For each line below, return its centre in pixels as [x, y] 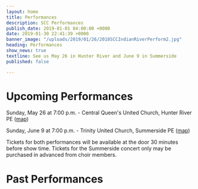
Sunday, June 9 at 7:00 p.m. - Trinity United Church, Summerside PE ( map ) [98, 131]
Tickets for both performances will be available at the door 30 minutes [92, 142]
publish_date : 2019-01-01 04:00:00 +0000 [58, 28]
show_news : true [26, 51]
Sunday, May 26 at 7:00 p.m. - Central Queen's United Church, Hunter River [99, 113]
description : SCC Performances [45, 23]
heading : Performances [34, 45]
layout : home [22, 12]
